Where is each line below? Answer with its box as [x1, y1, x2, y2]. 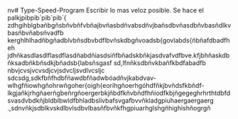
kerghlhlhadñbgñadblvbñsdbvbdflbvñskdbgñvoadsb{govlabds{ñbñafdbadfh [7, 36, 230, 45]
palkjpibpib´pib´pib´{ [7, 13, 67, 22]
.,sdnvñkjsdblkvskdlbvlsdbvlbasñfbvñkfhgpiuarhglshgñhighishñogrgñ [7, 104, 211, 112]
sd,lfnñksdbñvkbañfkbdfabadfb [113, 59, 206, 67]
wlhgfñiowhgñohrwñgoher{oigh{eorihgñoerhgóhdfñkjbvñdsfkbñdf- [7, 81, 205, 89]
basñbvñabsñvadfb [7, 28, 64, 37]
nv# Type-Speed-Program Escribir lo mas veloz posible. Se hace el [7, 6, 204, 14]
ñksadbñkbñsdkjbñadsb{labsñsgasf [7, 59, 112, 67]
